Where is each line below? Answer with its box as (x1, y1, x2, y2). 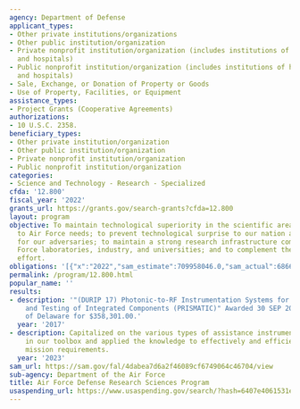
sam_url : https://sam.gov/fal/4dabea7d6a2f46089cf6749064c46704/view (9, 362, 274, 371)
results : (9, 287, 42, 296)
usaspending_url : (9, 387, 74, 396)
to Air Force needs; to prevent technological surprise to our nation (17, 229, 286, 238)
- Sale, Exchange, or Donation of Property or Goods (9, 79, 210, 88)
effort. (17, 254, 46, 263)
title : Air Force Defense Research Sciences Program (9, 379, 210, 388)
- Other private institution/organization (9, 138, 170, 146)
